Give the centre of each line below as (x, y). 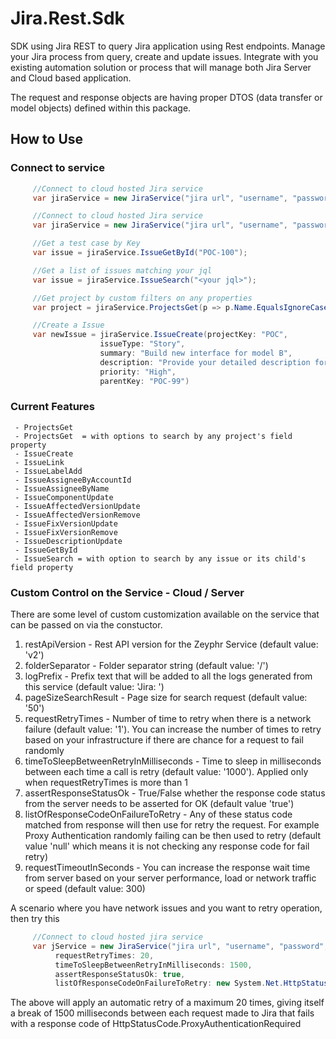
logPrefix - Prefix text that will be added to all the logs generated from (168, 676)
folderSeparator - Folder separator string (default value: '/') (146, 666)
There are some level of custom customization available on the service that (165, 614)
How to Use (47, 139)
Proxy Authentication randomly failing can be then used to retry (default (173, 836)
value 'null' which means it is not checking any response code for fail (167, 846)
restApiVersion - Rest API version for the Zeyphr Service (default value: (171, 644)
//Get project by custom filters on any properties (142, 298)
